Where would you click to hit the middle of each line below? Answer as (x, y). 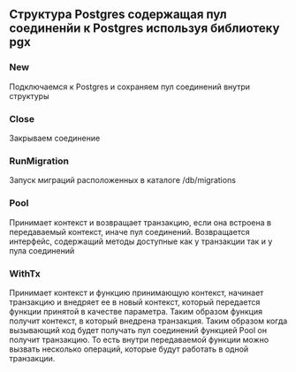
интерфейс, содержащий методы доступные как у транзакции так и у (141, 241)
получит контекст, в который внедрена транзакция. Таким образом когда (148, 321)
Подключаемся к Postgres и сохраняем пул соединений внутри (129, 87)
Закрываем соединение (55, 138)
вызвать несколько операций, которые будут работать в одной (129, 349)
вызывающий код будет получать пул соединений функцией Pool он (138, 330)
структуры (29, 95)
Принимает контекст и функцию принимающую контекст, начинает (137, 292)
